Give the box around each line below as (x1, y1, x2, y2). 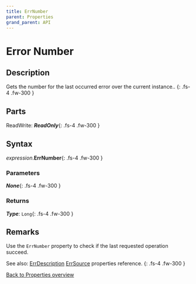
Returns (6, 197, 29, 205)
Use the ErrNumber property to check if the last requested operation (6, 243, 169, 250)
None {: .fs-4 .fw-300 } (6, 182, 61, 189)
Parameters (6, 169, 40, 177)
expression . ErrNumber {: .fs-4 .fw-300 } (6, 154, 104, 161)
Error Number (6, 44, 74, 58)
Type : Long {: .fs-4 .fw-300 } (6, 210, 74, 217)
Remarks (6, 227, 40, 237)
